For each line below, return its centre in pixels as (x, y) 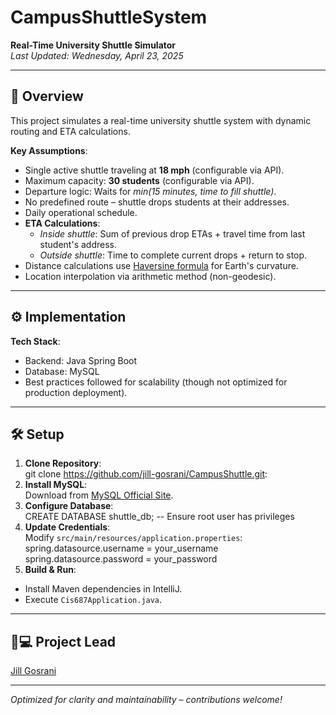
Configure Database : (69, 506)
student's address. (78, 244)
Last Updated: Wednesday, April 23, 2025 (97, 55)
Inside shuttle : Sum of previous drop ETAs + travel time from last (172, 233)
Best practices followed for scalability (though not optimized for (156, 382)
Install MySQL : (56, 485)
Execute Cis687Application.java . (93, 600)
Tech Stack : (35, 341)
